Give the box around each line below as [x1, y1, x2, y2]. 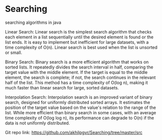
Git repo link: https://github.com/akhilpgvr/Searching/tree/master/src [5, 129, 143, 135]
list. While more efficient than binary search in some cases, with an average [5, 109, 156, 115]
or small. [5, 50, 22, 55]
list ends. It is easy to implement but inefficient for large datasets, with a [5, 39, 149, 45]
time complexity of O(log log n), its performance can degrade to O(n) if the [5, 115, 154, 121]
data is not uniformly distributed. [5, 120, 70, 126]
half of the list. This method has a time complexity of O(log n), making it [5, 79, 148, 86]
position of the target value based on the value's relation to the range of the [5, 105, 156, 110]
